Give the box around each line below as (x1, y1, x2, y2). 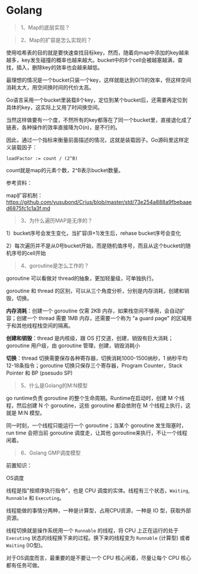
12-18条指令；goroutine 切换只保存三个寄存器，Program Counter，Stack (6, 362, 183, 369)
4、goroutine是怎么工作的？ (20, 262, 89, 269)
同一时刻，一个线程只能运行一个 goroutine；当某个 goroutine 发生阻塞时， (6, 421, 187, 429)
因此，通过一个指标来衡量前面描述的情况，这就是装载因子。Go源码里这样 (6, 136, 184, 143)
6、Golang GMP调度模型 (20, 449, 81, 456)
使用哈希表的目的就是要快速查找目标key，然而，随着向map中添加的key (6, 49, 179, 56)
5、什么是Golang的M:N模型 (20, 382, 88, 389)
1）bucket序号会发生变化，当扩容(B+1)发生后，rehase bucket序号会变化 (6, 229, 181, 237)
